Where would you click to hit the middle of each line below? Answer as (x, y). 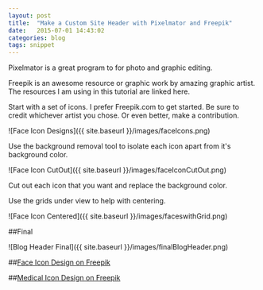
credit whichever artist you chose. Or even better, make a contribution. (124, 115)
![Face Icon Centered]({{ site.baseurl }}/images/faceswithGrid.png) (118, 216)
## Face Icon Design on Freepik (60, 262)
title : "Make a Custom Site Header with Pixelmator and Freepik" (120, 23)
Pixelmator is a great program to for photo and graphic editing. (110, 68)
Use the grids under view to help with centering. (87, 201)
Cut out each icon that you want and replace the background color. (118, 186)
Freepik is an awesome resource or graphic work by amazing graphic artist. (132, 83)
